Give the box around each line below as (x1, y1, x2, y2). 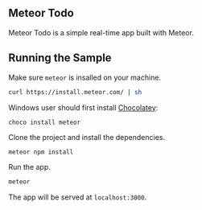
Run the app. (8, 163, 51, 172)
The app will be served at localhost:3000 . (8, 192, 147, 202)
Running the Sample (8, 51, 112, 65)
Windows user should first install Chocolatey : (8, 102, 159, 112)
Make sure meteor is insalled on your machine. (8, 72, 162, 82)
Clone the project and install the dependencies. (8, 132, 166, 142)
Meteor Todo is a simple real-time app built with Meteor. (8, 27, 195, 37)
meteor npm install (8, 148, 74, 156)
